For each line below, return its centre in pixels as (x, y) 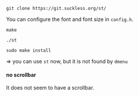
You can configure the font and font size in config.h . (70, 19)
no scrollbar (21, 75)
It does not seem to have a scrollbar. (50, 88)
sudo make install (29, 50)
